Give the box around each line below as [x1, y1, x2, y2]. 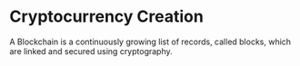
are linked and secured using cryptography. [9, 45, 173, 56]
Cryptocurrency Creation [9, 6, 205, 27]
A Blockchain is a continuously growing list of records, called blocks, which [9, 36, 292, 47]
